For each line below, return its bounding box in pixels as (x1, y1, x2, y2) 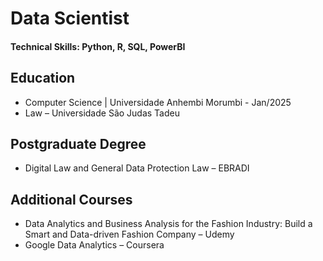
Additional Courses (10, 191, 133, 208)
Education (10, 70, 76, 87)
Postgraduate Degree (10, 135, 147, 152)
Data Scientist (10, 7, 130, 30)
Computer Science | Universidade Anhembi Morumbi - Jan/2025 (24, 96, 292, 108)
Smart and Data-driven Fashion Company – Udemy (24, 228, 235, 241)
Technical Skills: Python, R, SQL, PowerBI (10, 40, 186, 52)
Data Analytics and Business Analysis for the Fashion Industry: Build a (24, 218, 313, 230)
